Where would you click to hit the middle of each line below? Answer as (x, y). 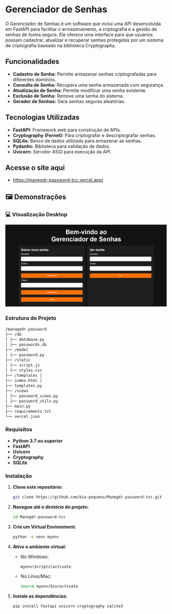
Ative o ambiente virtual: (39, 546)
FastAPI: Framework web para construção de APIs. (67, 130)
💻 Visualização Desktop (36, 214)
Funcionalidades (33, 62)
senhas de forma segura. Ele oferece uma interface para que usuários (79, 34)
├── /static (18, 360)
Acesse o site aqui (35, 168)
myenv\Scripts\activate (46, 567)
